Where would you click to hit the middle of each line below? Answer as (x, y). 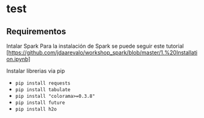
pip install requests (43, 83)
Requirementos (36, 31)
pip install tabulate (43, 90)
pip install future (40, 103)
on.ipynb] (18, 59)
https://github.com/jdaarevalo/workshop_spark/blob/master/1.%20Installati (103, 53)
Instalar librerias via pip (36, 71)
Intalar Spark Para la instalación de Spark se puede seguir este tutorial (95, 46)
